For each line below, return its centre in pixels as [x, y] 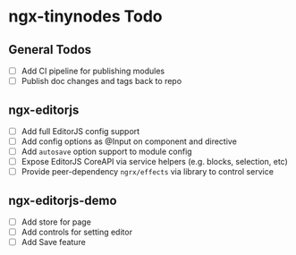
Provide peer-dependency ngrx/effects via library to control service [148, 172]
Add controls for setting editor [77, 232]
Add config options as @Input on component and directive [129, 141]
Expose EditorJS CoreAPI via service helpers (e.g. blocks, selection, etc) [154, 162]
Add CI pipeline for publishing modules [93, 71]
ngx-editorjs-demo [63, 200]
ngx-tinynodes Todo [85, 17]
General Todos [50, 50]
